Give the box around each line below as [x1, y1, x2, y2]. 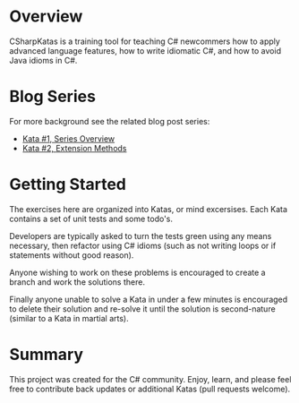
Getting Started [9, 175, 127, 194]
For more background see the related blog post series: [9, 116, 210, 126]
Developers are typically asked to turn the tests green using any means [9, 230, 272, 241]
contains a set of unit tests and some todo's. [9, 213, 173, 224]
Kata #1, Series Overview [21, 133, 115, 144]
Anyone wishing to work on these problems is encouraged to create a [9, 267, 266, 278]
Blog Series [9, 87, 97, 107]
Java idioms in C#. [9, 55, 78, 65]
